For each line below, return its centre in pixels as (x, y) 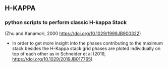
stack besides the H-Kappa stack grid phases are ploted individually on (86, 48)
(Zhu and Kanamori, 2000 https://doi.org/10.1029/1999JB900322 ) (73, 33)
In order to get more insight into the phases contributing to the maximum (88, 43)
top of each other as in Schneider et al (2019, (59, 53)
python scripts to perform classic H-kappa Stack (66, 22)
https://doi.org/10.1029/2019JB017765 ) (52, 59)
